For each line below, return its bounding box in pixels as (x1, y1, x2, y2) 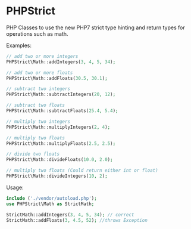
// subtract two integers (6, 86, 70, 92)
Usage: (6, 184, 24, 191)
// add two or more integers (6, 53, 79, 59)
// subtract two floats (6, 103, 65, 109)
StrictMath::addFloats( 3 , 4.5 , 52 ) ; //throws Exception (6, 217, 148, 223)
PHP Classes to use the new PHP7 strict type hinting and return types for (6, 24, 186, 31)
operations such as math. (6, 30, 68, 37)
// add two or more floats (6, 70, 73, 76)
